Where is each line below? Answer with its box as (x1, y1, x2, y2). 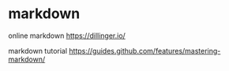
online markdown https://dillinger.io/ (8, 31, 126, 40)
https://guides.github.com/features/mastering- (69, 46, 221, 55)
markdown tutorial (8, 46, 68, 55)
